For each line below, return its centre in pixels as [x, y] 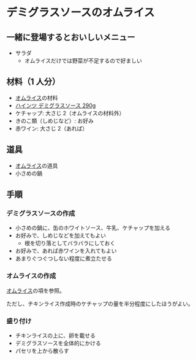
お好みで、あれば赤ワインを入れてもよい [66, 251]
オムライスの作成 [31, 276]
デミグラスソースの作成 [41, 213]
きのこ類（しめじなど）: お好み [54, 121]
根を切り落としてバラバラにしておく [70, 243]
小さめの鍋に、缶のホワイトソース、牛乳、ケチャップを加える [93, 228]
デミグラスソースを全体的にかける [58, 343]
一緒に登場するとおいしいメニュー [71, 37]
